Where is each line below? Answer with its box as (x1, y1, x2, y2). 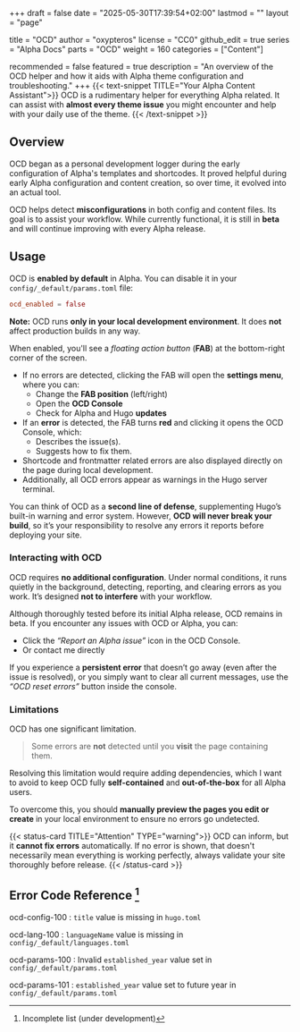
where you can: (21, 379, 80, 390)
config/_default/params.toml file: (9, 282, 134, 293)
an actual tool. (9, 187, 62, 198)
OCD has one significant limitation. (9, 723, 137, 734)
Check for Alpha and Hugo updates (35, 407, 167, 419)
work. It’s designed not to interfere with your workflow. (9, 590, 212, 602)
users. (9, 787, 33, 798)
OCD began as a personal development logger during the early (9, 158, 241, 169)
